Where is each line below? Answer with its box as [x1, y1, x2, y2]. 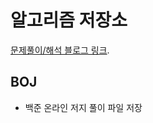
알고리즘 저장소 [10, 9, 128, 32]
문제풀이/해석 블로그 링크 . [10, 44, 110, 56]
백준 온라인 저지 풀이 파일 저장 [24, 101, 143, 113]
